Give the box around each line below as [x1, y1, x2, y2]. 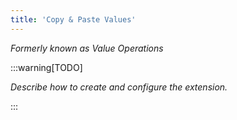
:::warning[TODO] [10, 61, 83, 73]
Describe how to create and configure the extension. [10, 81, 228, 93]
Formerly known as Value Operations [10, 42, 164, 54]
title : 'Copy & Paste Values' [10, 14, 137, 25]
